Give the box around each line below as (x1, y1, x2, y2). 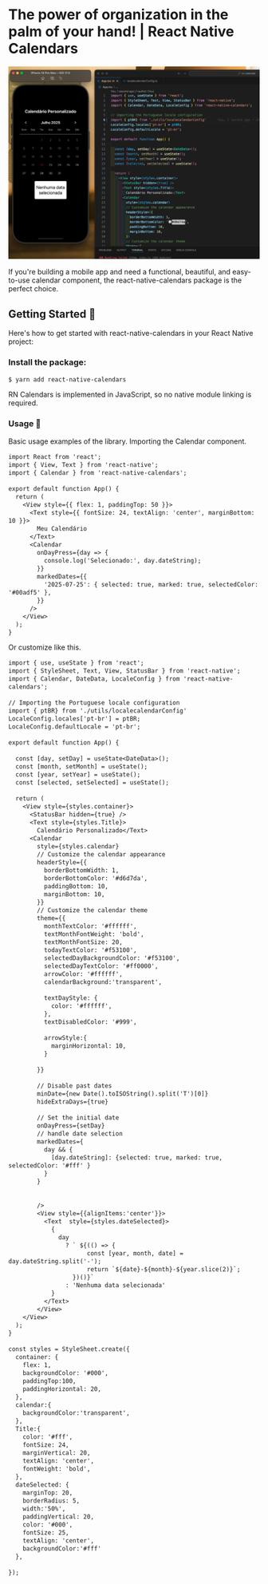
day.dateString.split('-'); (8, 1257, 102, 1266)
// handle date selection (37, 1129, 124, 1138)
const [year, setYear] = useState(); (15, 770, 141, 779)
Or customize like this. (8, 642, 81, 652)
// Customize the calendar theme (37, 906, 148, 914)
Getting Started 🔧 (8, 307, 97, 321)
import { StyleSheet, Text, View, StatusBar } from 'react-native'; (8, 666, 241, 675)
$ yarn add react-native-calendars (8, 376, 127, 384)
